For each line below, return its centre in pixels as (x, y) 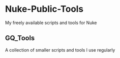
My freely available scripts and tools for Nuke (51, 23)
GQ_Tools (20, 38)
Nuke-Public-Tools (44, 9)
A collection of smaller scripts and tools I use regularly (60, 50)
